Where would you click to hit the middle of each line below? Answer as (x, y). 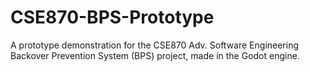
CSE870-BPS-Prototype (112, 17)
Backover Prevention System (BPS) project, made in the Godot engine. (155, 55)
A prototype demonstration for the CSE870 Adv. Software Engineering (155, 45)
